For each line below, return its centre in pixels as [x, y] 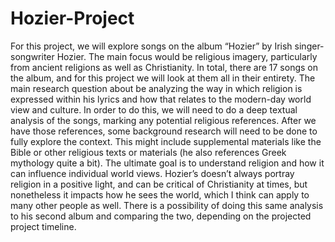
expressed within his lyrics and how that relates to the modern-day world [161, 99]
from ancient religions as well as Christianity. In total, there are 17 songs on [164, 67]
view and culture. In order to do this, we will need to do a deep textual [154, 109]
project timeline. [43, 226]
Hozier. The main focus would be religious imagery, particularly [187, 56]
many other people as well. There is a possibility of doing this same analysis [167, 205]
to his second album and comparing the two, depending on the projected [161, 216]
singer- [309, 46]
